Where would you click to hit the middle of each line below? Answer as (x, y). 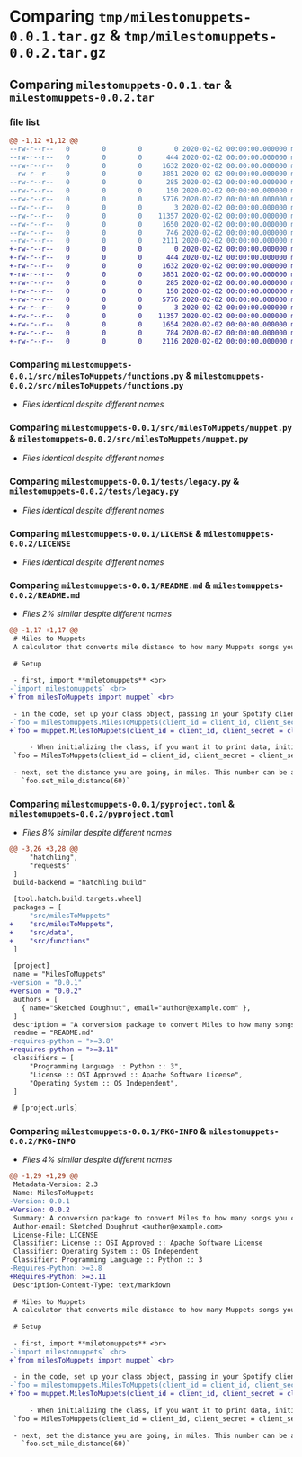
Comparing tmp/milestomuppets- (130, 17)
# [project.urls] (45, 1108)
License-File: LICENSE (56, 1235)
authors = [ (36, 999)
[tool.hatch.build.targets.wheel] (78, 899)
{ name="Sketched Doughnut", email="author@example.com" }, (136, 1008)
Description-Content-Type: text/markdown (92, 1285)
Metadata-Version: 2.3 (56, 1184)
